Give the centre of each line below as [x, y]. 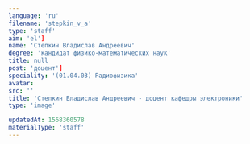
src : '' [21, 91]
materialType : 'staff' [46, 128]
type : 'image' [32, 105]
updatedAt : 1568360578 [46, 120]
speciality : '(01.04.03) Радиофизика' [73, 76]
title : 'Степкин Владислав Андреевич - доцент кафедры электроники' [126, 98]
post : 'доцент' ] [35, 68]
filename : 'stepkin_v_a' [50, 23]
